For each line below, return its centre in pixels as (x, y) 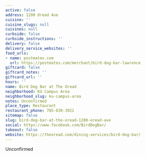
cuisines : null (22, 29)
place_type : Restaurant (31, 106)
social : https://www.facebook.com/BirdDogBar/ (56, 125)
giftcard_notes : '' (26, 73)
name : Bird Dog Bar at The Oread (41, 86)
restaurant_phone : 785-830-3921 (40, 111)
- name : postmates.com (29, 58)
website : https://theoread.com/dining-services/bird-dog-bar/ (73, 134)
